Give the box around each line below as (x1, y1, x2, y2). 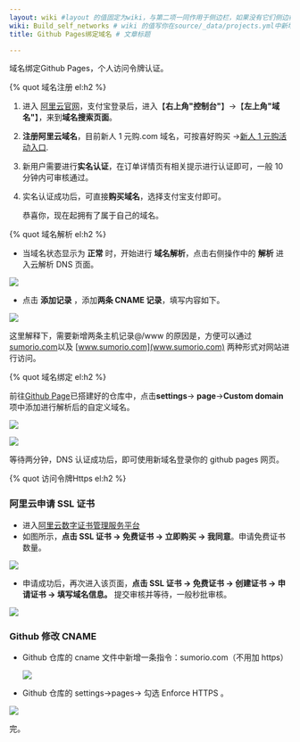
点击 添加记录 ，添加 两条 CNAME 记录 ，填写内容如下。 (21, 295, 225, 306)
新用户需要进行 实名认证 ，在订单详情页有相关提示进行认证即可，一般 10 (21, 161, 284, 172)
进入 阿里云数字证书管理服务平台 (21, 519, 140, 531)
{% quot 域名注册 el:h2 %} (9, 82, 107, 93)
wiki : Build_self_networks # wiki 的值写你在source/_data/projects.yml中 (9, 21, 281, 30)
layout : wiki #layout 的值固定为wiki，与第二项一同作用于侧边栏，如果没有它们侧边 (9, 12, 289, 22)
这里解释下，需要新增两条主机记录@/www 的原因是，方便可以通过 (9, 331, 253, 342)
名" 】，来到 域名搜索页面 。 (21, 112, 118, 123)
